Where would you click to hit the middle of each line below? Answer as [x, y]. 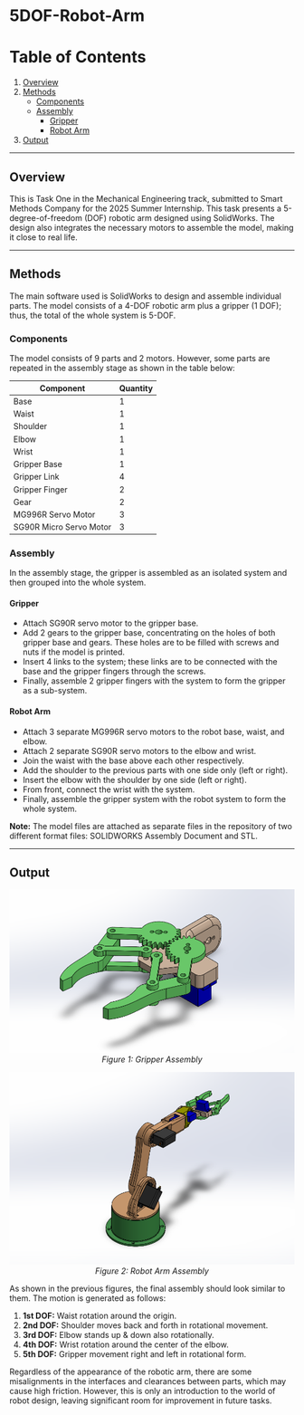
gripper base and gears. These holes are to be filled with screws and [151, 643]
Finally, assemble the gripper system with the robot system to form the [154, 798]
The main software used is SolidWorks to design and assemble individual [146, 296]
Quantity [136, 388]
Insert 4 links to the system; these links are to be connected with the [150, 662]
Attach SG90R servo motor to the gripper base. [110, 623]
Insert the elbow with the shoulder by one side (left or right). [134, 779]
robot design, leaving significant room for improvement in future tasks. [141, 1401]
